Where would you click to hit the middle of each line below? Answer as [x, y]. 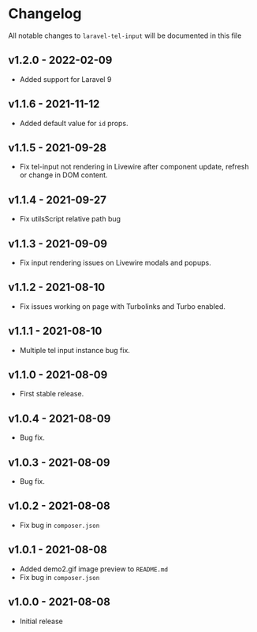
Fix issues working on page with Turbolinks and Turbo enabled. [123, 306]
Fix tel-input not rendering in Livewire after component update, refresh [134, 167]
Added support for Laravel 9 [65, 79]
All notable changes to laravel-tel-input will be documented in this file [125, 35]
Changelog [45, 14]
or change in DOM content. [63, 175]
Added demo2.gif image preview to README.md [93, 569]
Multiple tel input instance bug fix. [74, 350]
